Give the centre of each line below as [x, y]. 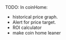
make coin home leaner [36, 33]
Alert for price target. [34, 22]
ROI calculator [27, 27]
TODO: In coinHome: [26, 7]
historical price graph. [35, 17]
